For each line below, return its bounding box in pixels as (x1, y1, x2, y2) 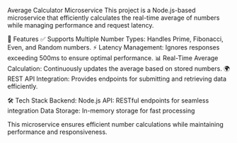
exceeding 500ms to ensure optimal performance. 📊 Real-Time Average (7, 54, 219, 62)
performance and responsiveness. (7, 127, 108, 136)
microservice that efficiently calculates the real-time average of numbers (7, 13, 220, 22)
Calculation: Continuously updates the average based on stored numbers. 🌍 (7, 64, 231, 73)
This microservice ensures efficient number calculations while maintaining (7, 120, 224, 128)
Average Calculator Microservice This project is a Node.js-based (7, 6, 196, 14)
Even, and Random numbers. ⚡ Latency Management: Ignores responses (7, 43, 220, 52)
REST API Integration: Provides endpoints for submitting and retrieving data (7, 74, 227, 83)
